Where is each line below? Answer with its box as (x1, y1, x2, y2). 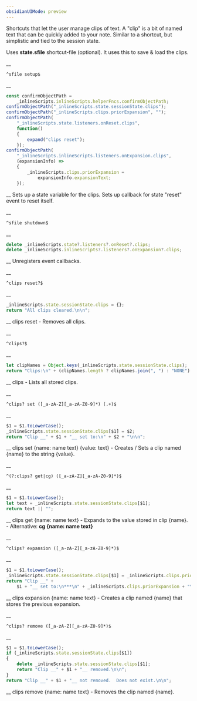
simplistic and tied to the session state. (6, 37, 100, 44)
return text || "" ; (6, 506, 54, 512)
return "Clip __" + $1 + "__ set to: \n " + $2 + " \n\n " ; (6, 434, 145, 440)
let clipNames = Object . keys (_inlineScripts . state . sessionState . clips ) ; (6, 362, 188, 368)
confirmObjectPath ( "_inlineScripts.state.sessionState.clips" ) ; (6, 104, 167, 110)
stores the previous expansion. (6, 600, 81, 608)
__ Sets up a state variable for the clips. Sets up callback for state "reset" (6, 191, 182, 198)
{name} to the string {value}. (6, 450, 75, 458)
